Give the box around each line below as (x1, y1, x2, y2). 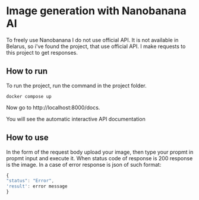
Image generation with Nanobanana (6, 4, 187, 18)
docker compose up (6, 93, 52, 99)
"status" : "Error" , (6, 178, 55, 184)
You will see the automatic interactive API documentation (6, 115, 146, 122)
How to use (6, 132, 49, 143)
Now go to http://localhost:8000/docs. (6, 104, 100, 111)
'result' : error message (6, 183, 68, 189)
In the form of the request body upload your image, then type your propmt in (6, 148, 194, 155)
